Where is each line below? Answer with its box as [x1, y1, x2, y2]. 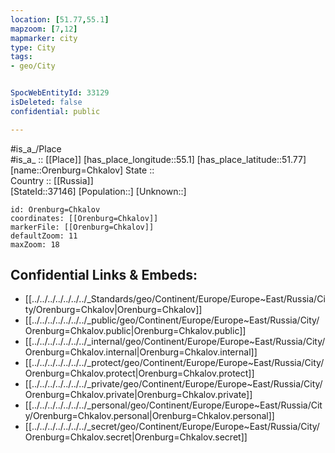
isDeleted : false [10, 97, 83, 107]
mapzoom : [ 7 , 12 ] [10, 24, 78, 34]
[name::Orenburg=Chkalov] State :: [10, 164, 155, 176]
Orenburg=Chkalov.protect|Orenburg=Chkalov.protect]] [24, 367, 255, 380]
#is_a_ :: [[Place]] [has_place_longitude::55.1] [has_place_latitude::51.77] [10, 153, 307, 165]
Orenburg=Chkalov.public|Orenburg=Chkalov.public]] [24, 325, 247, 337]
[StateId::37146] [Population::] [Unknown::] [10, 185, 187, 197]
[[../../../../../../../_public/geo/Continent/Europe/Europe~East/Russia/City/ [24, 314, 320, 326]
